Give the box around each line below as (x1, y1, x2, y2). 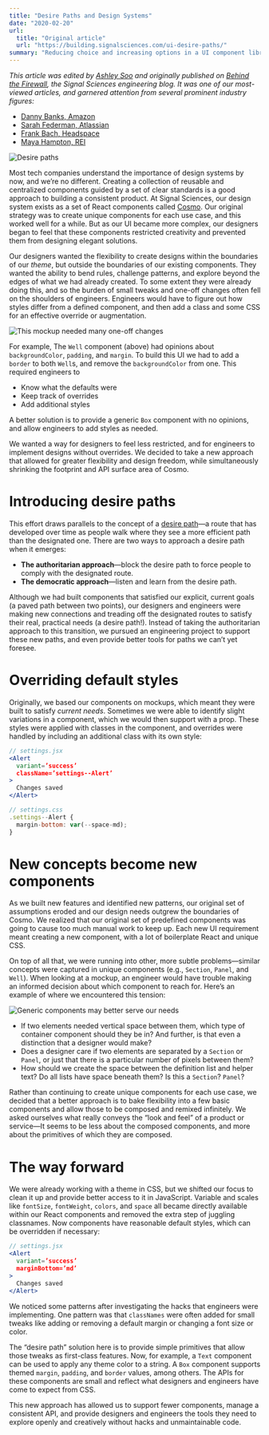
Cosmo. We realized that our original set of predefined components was (9, 915, 247, 925)
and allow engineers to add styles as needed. (9, 424, 159, 433)
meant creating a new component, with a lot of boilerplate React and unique (9, 932, 259, 942)
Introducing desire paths (9, 493, 176, 511)
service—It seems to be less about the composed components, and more (9, 1121, 251, 1131)
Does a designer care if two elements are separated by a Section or (20, 1047, 243, 1056)
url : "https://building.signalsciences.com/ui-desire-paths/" (16, 42, 227, 50)
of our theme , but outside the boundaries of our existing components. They (9, 260, 257, 269)
